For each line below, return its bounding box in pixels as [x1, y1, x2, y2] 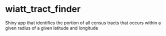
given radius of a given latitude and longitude [5, 25, 98, 31]
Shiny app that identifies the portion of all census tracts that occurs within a [5, 20, 161, 26]
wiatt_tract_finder [5, 3, 81, 15]
